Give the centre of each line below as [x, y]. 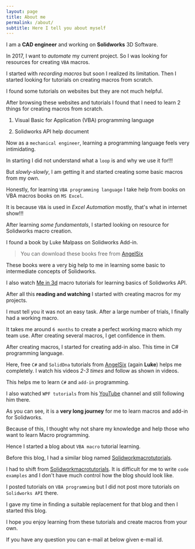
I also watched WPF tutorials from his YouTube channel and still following [95, 393]
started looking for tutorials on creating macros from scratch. [80, 80]
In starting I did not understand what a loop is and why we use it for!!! [90, 161]
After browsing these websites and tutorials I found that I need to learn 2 [93, 103]
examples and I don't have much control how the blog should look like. [90, 476]
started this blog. [27, 511]
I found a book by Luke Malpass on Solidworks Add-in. [72, 242]
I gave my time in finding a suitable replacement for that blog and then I [92, 504]
